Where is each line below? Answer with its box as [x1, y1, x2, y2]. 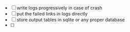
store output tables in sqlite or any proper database [16, 17, 125, 22]
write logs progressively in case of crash [16, 5, 102, 10]
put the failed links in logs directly [16, 11, 88, 16]
